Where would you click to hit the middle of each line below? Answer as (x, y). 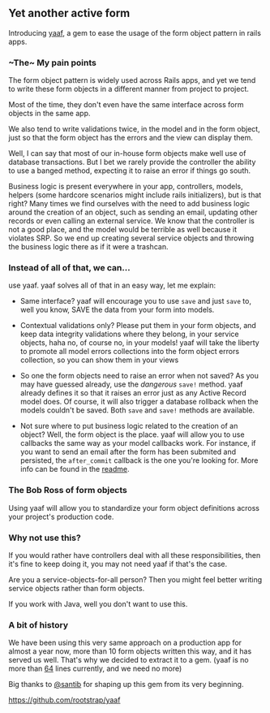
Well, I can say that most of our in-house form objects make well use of (127, 153)
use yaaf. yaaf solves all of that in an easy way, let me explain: (112, 285)
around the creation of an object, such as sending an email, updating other (133, 212)
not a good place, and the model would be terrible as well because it (123, 230)
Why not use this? (45, 538)
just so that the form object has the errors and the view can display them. (131, 138)
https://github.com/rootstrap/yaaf (64, 700)
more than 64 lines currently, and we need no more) (95, 668)
